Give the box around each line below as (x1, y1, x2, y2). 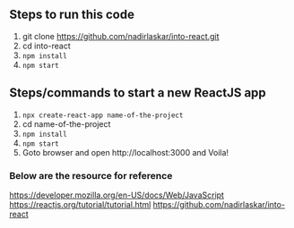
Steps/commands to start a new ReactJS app (9, 85, 266, 101)
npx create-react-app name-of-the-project (22, 111, 184, 120)
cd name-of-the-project (22, 118, 111, 129)
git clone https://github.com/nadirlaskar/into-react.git (22, 30, 220, 41)
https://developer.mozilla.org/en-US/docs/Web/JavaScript (9, 190, 224, 200)
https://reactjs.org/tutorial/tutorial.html (9, 198, 151, 209)
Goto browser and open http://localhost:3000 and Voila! (22, 147, 229, 157)
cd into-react (22, 40, 72, 51)
